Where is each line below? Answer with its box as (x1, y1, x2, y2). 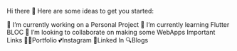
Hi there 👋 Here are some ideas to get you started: (6, 7, 154, 15)
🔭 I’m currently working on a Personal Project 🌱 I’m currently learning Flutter (6, 21, 230, 28)
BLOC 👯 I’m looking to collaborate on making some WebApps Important (6, 28, 216, 36)
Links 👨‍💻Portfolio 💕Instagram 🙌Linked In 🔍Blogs (6, 36, 149, 44)
